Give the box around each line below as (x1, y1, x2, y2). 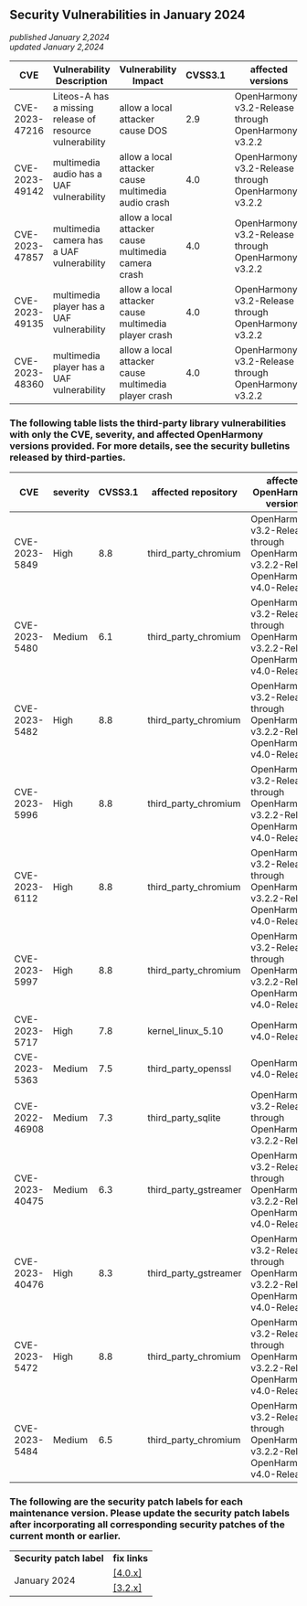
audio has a (52, 167, 103, 180)
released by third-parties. (9, 451, 126, 463)
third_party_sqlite (147, 1111, 221, 1124)
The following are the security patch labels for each (9, 1495, 244, 1508)
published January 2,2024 (9, 31, 110, 42)
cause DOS (119, 123, 167, 136)
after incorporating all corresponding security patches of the (9, 1518, 285, 1531)
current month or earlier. (9, 1530, 122, 1543)
